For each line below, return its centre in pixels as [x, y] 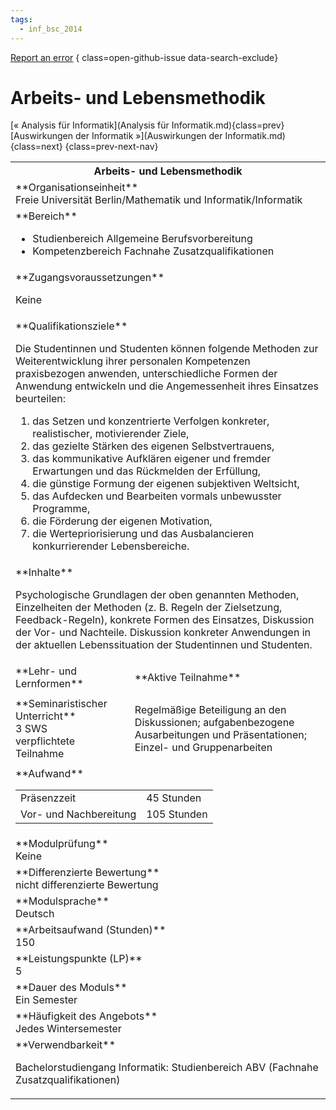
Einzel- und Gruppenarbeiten [203, 748]
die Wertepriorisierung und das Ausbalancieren [143, 534]
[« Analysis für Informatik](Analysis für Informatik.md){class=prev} [147, 125]
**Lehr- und [46, 671]
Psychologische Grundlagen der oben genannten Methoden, [157, 595]
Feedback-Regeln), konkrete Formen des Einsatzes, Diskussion [165, 620]
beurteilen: [41, 399]
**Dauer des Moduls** [71, 988]
